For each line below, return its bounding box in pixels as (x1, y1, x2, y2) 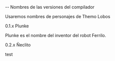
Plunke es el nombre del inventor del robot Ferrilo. (5, 33, 107, 38)
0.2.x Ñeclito (5, 42, 31, 48)
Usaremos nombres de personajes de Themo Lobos (5, 14, 111, 19)
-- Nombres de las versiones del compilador (5, 4, 95, 10)
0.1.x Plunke (5, 23, 29, 29)
